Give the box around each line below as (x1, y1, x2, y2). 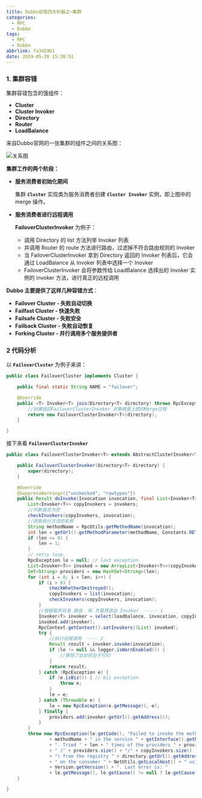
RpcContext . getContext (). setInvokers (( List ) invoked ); (38, 624, 179, 631)
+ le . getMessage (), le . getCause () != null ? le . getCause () (49, 770, 200, 776)
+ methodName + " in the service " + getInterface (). (49, 737, 187, 743)
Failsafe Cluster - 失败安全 (14, 314, 82, 322)
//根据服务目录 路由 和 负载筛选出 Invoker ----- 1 (38, 607, 164, 614)
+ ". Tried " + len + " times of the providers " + (49, 741, 182, 748)
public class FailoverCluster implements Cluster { (6, 373, 138, 379)
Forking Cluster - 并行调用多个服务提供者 (14, 329, 118, 337)
